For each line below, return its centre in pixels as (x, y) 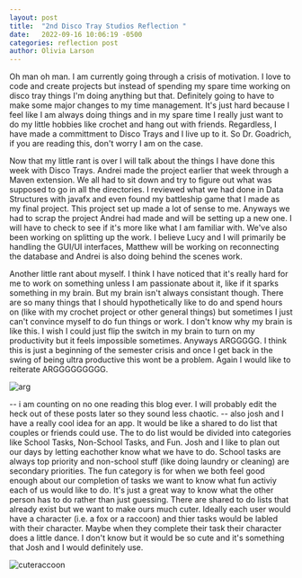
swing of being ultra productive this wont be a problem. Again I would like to (150, 360)
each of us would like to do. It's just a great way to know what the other (142, 490)
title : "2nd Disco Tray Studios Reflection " (98, 26)
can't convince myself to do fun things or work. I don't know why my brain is (151, 322)
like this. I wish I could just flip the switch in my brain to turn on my (132, 331)
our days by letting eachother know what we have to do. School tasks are (145, 452)
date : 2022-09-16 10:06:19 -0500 (76, 34)
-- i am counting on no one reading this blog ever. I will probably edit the (143, 405)
